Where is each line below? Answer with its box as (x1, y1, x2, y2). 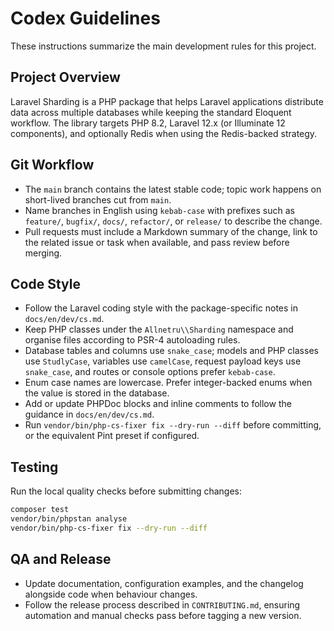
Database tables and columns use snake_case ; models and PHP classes (24, 345, 319, 357)
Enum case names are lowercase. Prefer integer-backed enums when (24, 377, 313, 389)
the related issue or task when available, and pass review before (24, 236, 290, 248)
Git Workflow (10, 157, 95, 174)
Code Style (10, 275, 81, 292)
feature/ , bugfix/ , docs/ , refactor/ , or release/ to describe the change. (24, 215, 323, 227)
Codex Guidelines (10, 7, 161, 30)
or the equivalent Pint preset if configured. (24, 430, 200, 442)
